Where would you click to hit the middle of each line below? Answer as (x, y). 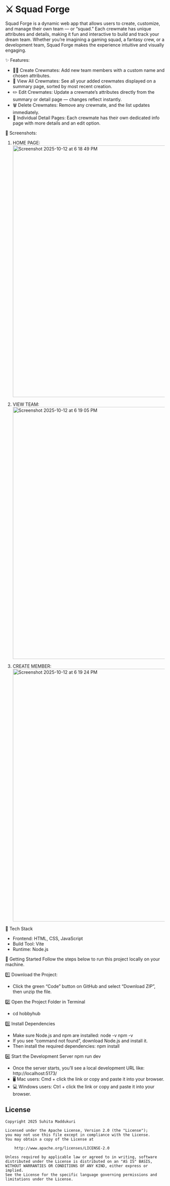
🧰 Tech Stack (19, 929)
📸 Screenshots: (21, 133)
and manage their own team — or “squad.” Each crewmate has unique (78, 28)
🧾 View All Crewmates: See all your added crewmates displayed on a (84, 81)
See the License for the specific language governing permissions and (81, 1175)
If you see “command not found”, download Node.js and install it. (80, 1041)
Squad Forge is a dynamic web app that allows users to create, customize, (83, 23)
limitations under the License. (39, 1179)
